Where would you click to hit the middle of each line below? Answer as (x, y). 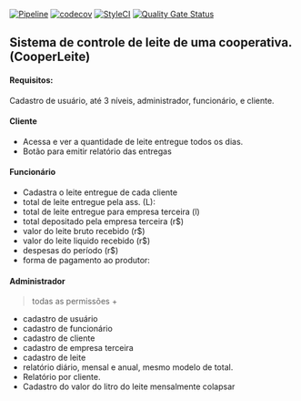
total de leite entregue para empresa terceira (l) (111, 211)
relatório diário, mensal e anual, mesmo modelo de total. (128, 367)
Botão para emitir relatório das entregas (97, 151)
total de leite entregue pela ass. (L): (89, 202)
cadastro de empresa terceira (78, 348)
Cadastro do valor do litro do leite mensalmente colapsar (129, 386)
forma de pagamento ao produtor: (86, 260)
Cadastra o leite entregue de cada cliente (100, 192)
